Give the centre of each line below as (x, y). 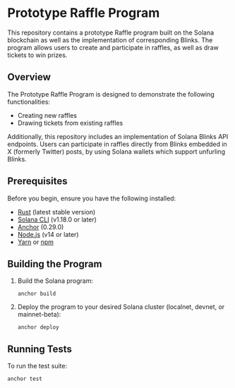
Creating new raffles (47, 115)
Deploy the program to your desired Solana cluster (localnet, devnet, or (121, 307)
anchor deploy (38, 327)
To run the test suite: (37, 366)
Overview (29, 77)
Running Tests (40, 349)
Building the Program (55, 263)
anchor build (37, 294)
